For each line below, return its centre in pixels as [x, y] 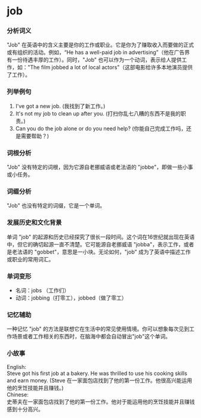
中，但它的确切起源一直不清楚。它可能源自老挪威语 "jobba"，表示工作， [95, 244]
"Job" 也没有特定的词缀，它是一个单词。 [56, 206]
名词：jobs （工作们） [42, 290]
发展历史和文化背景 [34, 222]
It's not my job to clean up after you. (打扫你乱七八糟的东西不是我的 [98, 113]
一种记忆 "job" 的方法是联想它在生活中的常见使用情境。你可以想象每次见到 [98, 329]
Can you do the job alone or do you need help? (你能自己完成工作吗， [101, 128]
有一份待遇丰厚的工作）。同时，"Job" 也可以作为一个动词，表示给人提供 [94, 60]
